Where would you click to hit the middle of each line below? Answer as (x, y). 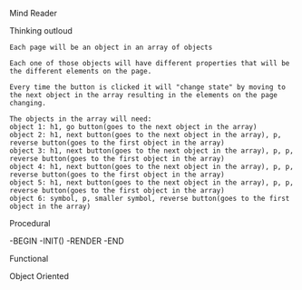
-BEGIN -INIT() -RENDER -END (67, 241)
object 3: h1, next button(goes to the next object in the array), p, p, (152, 151)
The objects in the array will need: (81, 119)
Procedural (30, 223)
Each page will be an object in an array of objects (111, 47)
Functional (29, 259)
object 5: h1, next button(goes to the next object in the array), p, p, (152, 183)
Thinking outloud (41, 30)
